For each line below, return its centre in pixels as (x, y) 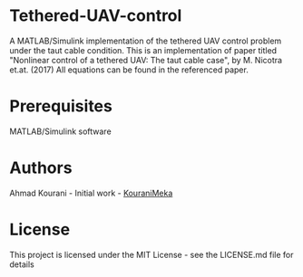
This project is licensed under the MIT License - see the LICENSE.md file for (151, 254)
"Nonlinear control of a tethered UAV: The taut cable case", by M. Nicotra (146, 60)
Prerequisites (61, 106)
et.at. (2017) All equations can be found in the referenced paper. (129, 70)
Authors (41, 168)
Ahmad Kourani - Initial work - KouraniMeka (91, 193)
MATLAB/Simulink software (60, 131)
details (22, 264)
